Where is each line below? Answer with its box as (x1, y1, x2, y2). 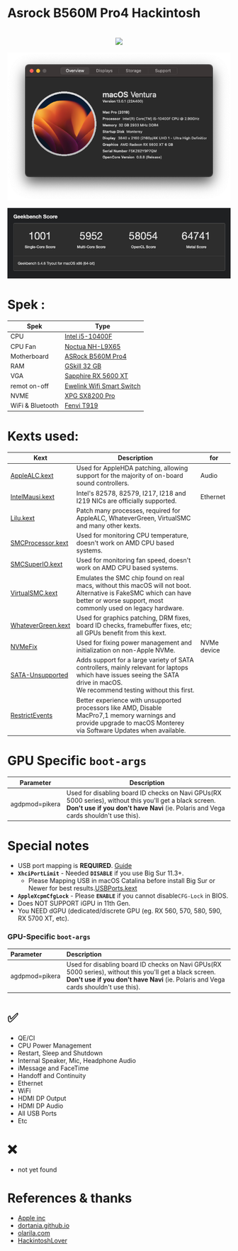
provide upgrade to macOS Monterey (76, 718, 185, 727)
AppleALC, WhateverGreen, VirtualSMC (76, 513, 191, 522)
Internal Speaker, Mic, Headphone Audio (17, 1056, 137, 1064)
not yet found (17, 1165, 57, 1174)
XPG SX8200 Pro (64, 391, 115, 400)
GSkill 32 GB (64, 362, 102, 370)
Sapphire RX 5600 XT (64, 372, 129, 380)
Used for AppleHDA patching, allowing (76, 464, 188, 472)
